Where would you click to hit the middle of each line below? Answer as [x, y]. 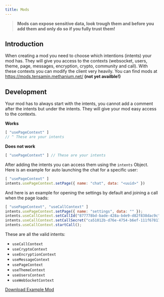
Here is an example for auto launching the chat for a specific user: [72, 170]
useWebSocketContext [33, 280]
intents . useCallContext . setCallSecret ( [46, 220]
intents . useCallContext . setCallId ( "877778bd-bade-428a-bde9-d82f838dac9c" [83, 216]
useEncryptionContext [34, 255]
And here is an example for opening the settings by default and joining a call [82, 192]
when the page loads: [27, 198]
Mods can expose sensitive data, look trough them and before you [85, 23]
